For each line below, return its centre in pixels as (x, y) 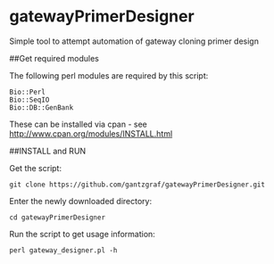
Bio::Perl (28, 92)
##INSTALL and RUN (48, 151)
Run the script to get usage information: (83, 234)
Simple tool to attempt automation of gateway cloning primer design (134, 41)
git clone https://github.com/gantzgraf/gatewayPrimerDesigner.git (137, 185)
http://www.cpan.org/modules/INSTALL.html (91, 133)
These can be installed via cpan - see (78, 124)
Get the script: (36, 168)
